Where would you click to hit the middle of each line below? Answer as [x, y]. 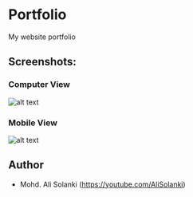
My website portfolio [42, 37]
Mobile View [33, 123]
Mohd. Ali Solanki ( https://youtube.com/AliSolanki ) [102, 184]
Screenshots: [43, 62]
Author [26, 165]
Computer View [39, 85]
